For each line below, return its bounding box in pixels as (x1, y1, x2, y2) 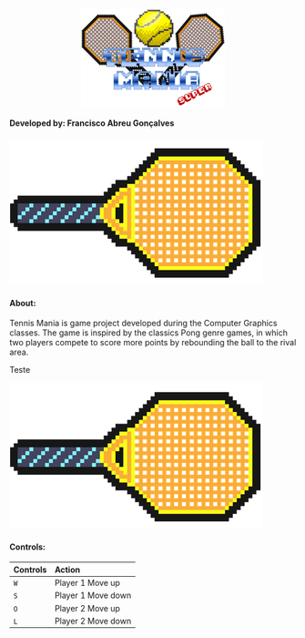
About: (9, 297, 36, 308)
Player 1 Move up (54, 578, 121, 589)
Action (54, 564, 80, 575)
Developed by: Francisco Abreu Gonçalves (9, 118, 175, 129)
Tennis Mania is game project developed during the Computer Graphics (9, 318, 278, 329)
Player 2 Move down (54, 615, 132, 626)
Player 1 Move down (54, 590, 132, 601)
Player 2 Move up (54, 602, 121, 613)
